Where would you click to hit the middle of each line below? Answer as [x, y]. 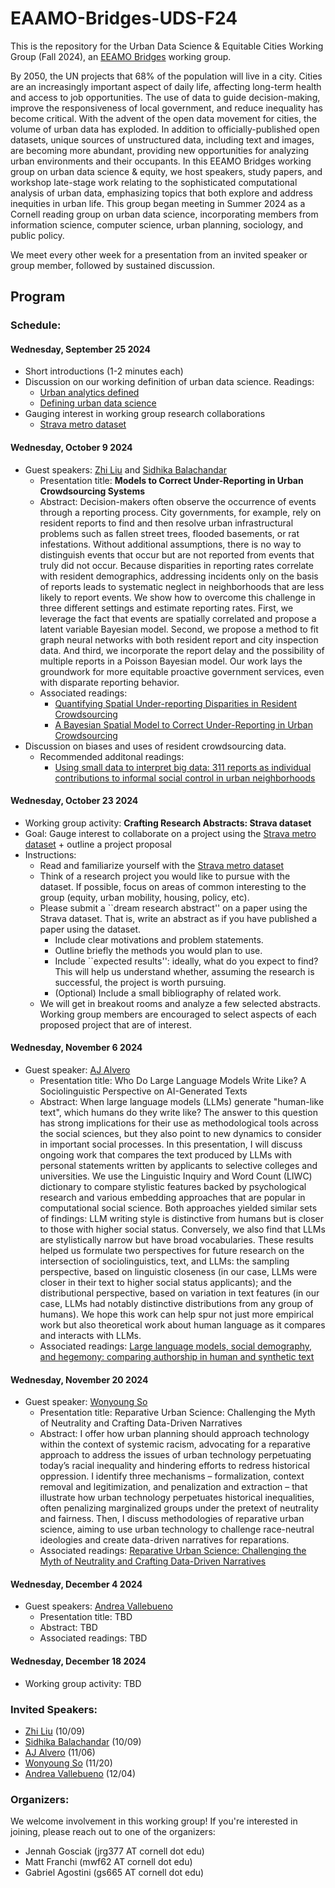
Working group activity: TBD [83, 1683]
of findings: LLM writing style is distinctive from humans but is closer [182, 1219]
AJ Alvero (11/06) [60, 1752]
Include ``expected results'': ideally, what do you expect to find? [186, 961]
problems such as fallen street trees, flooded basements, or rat [169, 533]
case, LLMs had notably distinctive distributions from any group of [176, 1304]
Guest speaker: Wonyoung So [86, 1402]
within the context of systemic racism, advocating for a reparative [175, 1444]
